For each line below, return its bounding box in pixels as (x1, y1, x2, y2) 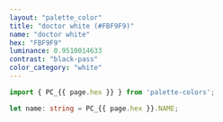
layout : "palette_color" (9, 13, 103, 22)
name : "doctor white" (9, 30, 91, 39)
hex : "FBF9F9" (9, 38, 63, 48)
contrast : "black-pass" (9, 55, 99, 64)
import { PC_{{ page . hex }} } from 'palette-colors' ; (9, 87, 216, 97)
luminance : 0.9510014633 (9, 47, 103, 56)
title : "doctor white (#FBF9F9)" (9, 22, 135, 30)
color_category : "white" (9, 64, 103, 73)
